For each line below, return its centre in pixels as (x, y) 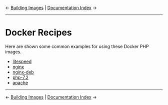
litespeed (22, 61)
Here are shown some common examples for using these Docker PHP (77, 46)
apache (20, 82)
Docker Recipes (38, 33)
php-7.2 (20, 77)
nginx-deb (23, 72)
